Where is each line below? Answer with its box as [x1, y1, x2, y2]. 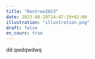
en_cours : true [6, 30, 43, 36]
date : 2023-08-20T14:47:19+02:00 [6, 14, 87, 20]
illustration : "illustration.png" [6, 19, 90, 25]
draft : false [6, 25, 38, 31]
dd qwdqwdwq [6, 46, 42, 53]
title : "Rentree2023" [6, 8, 59, 15]
